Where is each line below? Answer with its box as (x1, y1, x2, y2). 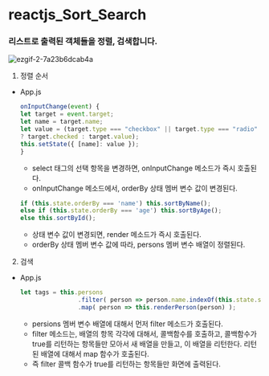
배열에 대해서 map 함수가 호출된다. (40, 349, 150, 358)
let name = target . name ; (19, 118, 104, 126)
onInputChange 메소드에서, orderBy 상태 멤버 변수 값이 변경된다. (31, 183, 238, 193)
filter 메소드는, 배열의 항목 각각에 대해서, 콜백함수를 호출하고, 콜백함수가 (31, 329, 257, 338)
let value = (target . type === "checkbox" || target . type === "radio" (19, 125, 259, 133)
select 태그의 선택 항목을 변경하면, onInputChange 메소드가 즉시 (31, 163, 236, 173)
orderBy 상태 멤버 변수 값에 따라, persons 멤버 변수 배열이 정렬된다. (31, 239, 246, 250)
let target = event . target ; (19, 110, 114, 118)
